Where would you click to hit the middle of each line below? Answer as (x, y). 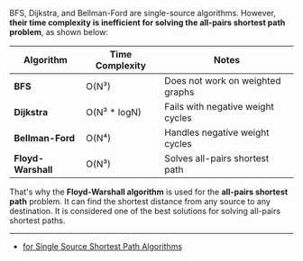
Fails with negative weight (220, 107)
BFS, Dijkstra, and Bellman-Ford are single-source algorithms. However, (143, 13)
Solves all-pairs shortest (217, 158)
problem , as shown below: (59, 32)
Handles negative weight (217, 132)
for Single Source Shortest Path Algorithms (102, 246)
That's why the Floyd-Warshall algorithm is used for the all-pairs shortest (149, 192)
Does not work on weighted (223, 81)
